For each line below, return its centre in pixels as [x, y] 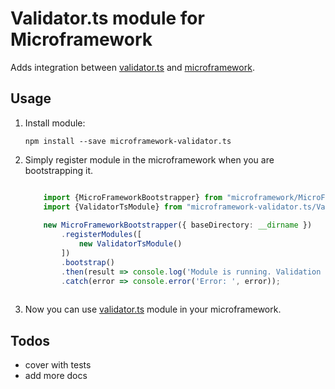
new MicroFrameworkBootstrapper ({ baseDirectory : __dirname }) [178, 225]
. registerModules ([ [101, 235]
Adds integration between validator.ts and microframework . [132, 67]
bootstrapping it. [59, 170]
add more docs [56, 376]
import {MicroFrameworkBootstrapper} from [133, 197]
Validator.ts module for [107, 18]
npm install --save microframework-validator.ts [128, 141]
